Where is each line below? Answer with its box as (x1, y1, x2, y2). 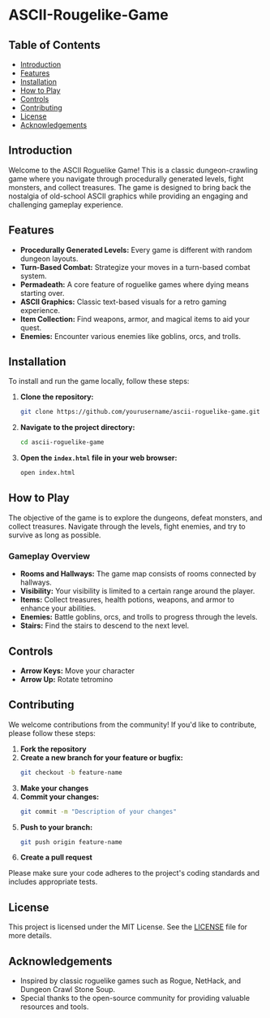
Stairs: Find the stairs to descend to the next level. (19, 620, 190, 631)
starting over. (19, 288, 65, 298)
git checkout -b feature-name (19, 768, 123, 777)
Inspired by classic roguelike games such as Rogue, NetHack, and (19, 976, 242, 985)
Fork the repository (19, 744, 87, 754)
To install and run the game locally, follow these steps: (8, 376, 190, 386)
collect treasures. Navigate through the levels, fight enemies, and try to (8, 521, 246, 531)
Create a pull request (19, 852, 93, 863)
